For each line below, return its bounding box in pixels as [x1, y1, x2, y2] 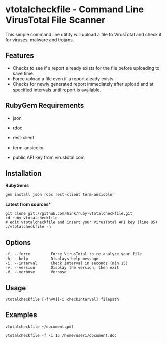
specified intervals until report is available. [12, 87, 102, 93]
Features [5, 51, 34, 60]
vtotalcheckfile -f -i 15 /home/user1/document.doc [5, 333, 117, 338]
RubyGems [5, 182, 29, 189]
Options [5, 238, 31, 247]
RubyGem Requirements [5, 101, 84, 110]
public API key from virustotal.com [12, 154, 85, 160]
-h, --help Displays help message [5, 256, 99, 262]
